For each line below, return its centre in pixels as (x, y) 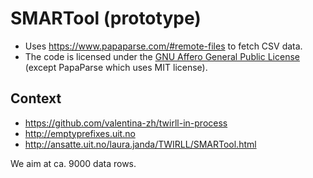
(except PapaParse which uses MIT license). (116, 67)
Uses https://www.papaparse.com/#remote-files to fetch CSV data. (163, 46)
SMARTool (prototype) (106, 18)
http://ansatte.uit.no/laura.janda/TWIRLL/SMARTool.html (140, 144)
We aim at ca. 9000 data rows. (73, 163)
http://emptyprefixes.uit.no (80, 133)
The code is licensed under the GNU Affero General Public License (162, 56)
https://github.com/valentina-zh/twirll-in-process (126, 123)
